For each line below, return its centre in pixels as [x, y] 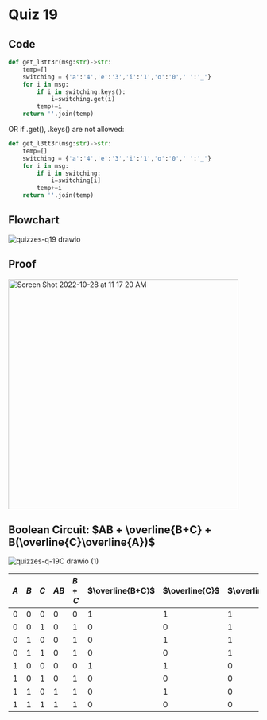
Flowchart [34, 220]
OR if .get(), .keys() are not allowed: [66, 129]
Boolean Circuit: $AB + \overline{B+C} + [110, 530]
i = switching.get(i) [83, 99]
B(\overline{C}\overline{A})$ [82, 542]
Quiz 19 [33, 15]
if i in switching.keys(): [81, 92]
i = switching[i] [76, 180]
